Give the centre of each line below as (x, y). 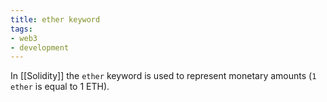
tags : (21, 29)
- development (40, 47)
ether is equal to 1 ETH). (60, 87)
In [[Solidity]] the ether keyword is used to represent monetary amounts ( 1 (163, 76)
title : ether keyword (55, 19)
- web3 (24, 38)
